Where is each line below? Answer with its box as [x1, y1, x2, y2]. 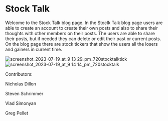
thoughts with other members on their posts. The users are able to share [5, 30, 155, 36]
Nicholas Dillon [5, 81, 37, 87]
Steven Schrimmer [5, 90, 44, 96]
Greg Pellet [5, 110, 29, 116]
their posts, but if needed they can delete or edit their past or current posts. [5, 36, 161, 42]
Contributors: [5, 71, 33, 77]
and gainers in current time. [5, 46, 63, 52]
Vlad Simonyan [5, 100, 37, 106]
